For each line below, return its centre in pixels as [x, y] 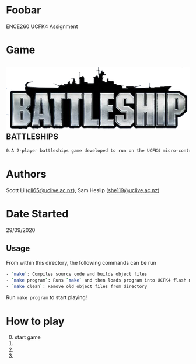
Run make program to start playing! [47, 297]
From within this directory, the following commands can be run [81, 262]
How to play [35, 321]
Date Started [37, 214]
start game [27, 337]
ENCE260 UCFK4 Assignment [42, 26]
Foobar [24, 10]
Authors [26, 174]
